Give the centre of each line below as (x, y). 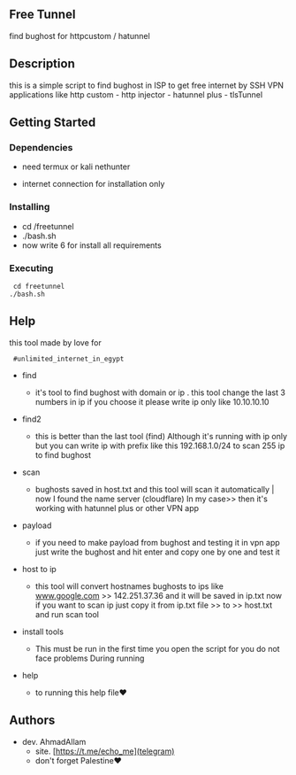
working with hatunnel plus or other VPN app (117, 508)
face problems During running (90, 658)
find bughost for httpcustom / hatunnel (80, 35)
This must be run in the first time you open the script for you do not (157, 648)
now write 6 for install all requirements (91, 245)
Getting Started (53, 123)
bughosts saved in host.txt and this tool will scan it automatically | (155, 489)
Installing (30, 207)
